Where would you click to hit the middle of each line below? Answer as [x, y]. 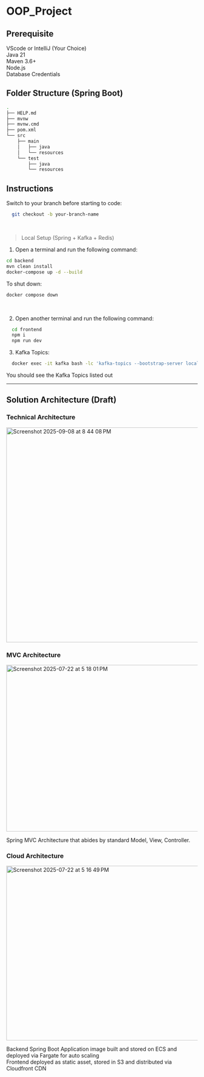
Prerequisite [30, 34]
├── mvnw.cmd [23, 124]
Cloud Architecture [35, 855]
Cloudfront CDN [26, 1068]
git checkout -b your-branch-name [55, 214]
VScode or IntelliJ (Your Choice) [46, 48]
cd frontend [27, 329]
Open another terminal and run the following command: [84, 318]
